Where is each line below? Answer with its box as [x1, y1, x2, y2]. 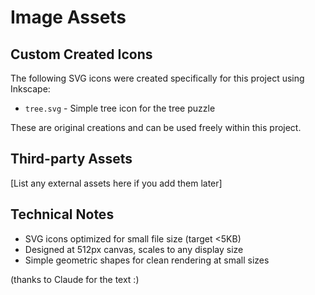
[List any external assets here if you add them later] [10, 177, 223, 189]
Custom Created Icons [10, 46, 153, 63]
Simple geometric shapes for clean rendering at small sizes [24, 254, 270, 266]
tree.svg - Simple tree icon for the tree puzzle [24, 102, 216, 114]
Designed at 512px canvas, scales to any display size [24, 243, 244, 255]
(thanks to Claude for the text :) [10, 273, 140, 285]
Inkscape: [10, 83, 51, 95]
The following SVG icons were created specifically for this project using [10, 72, 305, 84]
